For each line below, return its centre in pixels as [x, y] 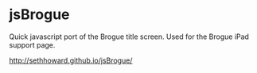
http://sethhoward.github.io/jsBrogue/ [71, 60]
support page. [32, 44]
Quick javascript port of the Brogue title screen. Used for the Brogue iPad [129, 36]
